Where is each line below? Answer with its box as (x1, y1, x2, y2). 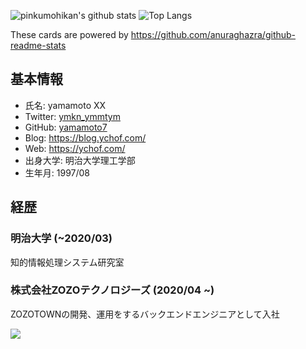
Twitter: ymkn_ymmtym (24, 110, 121, 122)
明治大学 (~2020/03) (10, 231, 113, 245)
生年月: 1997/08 (24, 166, 91, 179)
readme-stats (10, 40, 67, 51)
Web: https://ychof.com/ (24, 142, 126, 154)
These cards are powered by (10, 29, 129, 40)
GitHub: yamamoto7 (24, 121, 108, 133)
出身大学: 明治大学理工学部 (24, 154, 136, 166)
